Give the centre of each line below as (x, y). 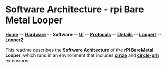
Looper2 (15, 40)
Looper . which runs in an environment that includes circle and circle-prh (82, 55)
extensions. (17, 60)
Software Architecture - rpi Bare (75, 9)
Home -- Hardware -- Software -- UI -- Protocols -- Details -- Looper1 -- (84, 34)
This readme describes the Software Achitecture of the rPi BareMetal (79, 50)
